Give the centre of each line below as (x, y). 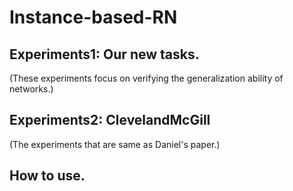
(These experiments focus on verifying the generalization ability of (146, 78)
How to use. (47, 176)
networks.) (31, 89)
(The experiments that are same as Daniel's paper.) (115, 144)
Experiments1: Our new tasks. (104, 54)
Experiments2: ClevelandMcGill (110, 120)
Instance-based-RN (93, 17)
